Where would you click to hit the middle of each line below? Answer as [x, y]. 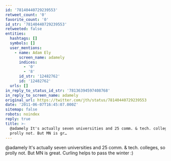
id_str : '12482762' [39, 76]
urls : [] [19, 86]
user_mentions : [26, 48]
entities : [16, 34]
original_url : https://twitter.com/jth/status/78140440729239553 [76, 100]
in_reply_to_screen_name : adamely [42, 95]
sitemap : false [21, 110]
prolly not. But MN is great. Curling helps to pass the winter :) [69, 153]
